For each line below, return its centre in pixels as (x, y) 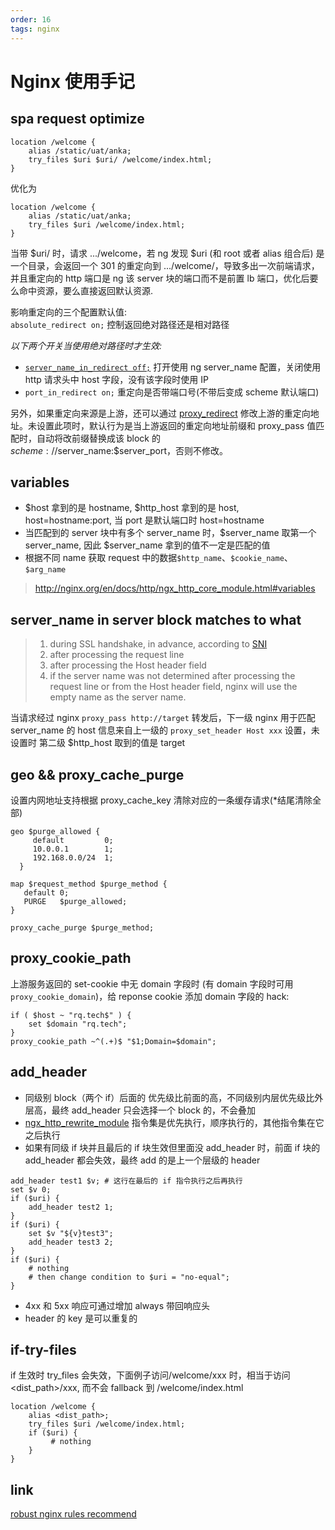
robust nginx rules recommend (73, 1514)
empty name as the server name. (118, 697)
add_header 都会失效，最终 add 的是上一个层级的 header (142, 1160)
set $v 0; (31, 1189)
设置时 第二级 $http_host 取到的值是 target (98, 743)
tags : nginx (35, 29)
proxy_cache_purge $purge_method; (82, 927)
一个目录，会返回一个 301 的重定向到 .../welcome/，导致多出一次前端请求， (165, 265)
